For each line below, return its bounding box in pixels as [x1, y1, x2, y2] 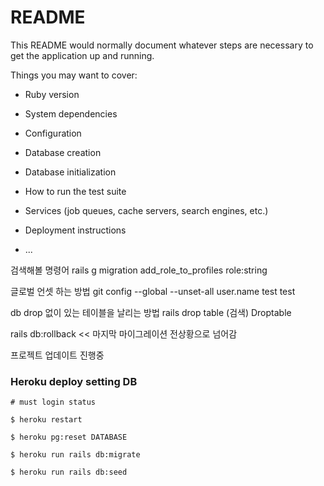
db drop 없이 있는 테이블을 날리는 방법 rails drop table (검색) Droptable [10, 306, 292, 318]
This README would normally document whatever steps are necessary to [10, 39, 314, 51]
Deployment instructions [24, 224, 127, 236]
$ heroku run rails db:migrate [10, 450, 141, 460]
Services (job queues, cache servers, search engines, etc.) [24, 204, 269, 216]
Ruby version [24, 88, 80, 100]
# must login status [10, 397, 97, 408]
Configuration [24, 127, 82, 139]
